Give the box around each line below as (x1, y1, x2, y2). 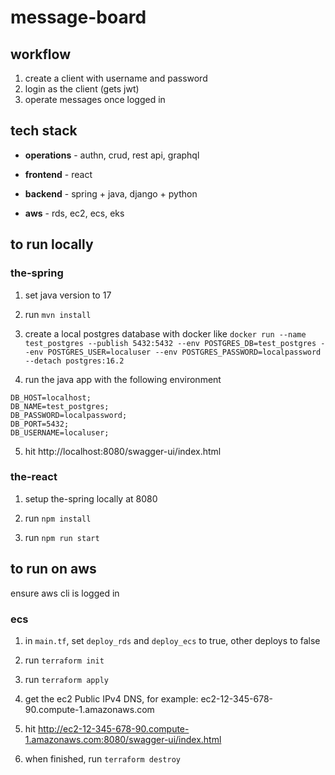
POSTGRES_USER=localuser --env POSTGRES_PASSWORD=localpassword (47, 347, 322, 357)
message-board (10, 6, 147, 29)
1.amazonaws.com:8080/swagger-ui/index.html (24, 733, 222, 745)
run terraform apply (24, 673, 109, 685)
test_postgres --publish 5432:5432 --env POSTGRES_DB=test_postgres (24, 338, 317, 348)
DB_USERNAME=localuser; (10, 427, 110, 438)
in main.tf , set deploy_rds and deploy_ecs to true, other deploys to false (24, 634, 321, 646)
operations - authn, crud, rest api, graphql (24, 149, 200, 161)
